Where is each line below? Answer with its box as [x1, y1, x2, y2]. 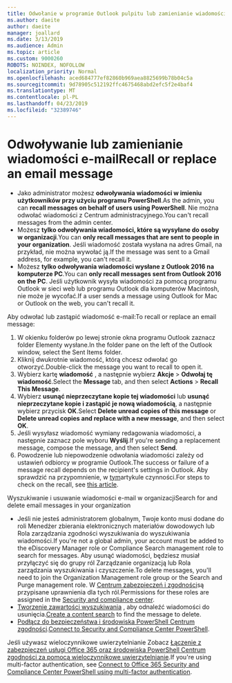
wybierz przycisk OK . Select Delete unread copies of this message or [17, 406, 216, 415]
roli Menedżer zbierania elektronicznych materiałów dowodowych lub [17, 522, 215, 530]
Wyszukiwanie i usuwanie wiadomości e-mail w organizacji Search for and [7, 493, 217, 502]
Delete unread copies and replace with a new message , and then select [17, 414, 224, 422]
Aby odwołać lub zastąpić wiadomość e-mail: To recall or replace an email [7, 312, 216, 320]
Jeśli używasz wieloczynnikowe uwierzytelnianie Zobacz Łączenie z [7, 638, 202, 646]
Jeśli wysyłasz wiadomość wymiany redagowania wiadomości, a [17, 428, 202, 437]
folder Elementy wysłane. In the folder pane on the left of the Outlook [17, 340, 213, 349]
